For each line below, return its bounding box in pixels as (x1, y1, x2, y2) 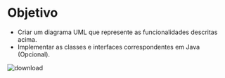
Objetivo (7, 5, 58, 21)
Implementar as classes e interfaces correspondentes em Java (17, 42, 200, 51)
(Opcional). (17, 50, 51, 58)
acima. (17, 35, 37, 43)
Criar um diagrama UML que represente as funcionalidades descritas (17, 28, 218, 36)
